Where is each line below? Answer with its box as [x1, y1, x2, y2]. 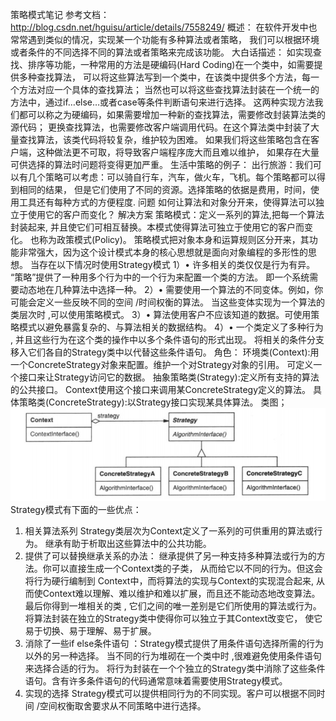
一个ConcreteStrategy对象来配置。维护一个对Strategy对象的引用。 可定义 [10, 359, 314, 370]
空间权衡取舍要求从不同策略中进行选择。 [39, 700, 207, 712]
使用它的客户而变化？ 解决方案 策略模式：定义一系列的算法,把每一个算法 [27, 209, 325, 220]
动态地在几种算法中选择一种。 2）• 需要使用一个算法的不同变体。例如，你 [18, 284, 324, 295]
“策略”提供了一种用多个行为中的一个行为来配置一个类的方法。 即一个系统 [10, 271, 310, 283]
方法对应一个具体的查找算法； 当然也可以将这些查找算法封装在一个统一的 [18, 84, 320, 95]
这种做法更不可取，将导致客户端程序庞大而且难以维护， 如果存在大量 [36, 146, 320, 158]
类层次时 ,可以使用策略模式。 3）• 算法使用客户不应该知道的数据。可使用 [10, 309, 312, 320]
